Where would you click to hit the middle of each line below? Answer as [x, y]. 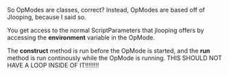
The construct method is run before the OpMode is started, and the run [109, 51]
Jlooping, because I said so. [47, 17]
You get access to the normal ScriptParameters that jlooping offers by [106, 30]
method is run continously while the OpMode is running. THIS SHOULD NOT [114, 58]
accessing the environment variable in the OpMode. [81, 37]
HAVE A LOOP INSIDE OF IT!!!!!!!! [53, 65]
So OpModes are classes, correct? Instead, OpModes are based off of [106, 10]
